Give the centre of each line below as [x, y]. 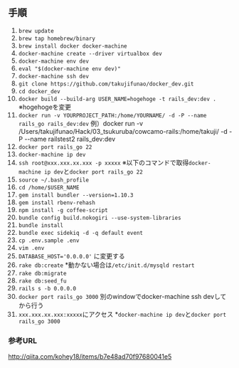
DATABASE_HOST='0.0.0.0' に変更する [71, 256]
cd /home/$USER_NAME [49, 187]
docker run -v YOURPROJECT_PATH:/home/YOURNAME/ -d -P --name [112, 115]
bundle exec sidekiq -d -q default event [80, 233]
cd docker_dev [39, 91]
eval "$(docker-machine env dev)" [69, 69]
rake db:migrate [42, 273]
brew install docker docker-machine [73, 46]
